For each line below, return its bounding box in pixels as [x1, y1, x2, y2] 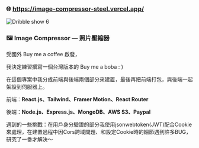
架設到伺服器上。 [6, 83, 48, 90]
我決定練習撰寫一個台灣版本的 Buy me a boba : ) [6, 63, 123, 70]
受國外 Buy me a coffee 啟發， [6, 50, 81, 57]
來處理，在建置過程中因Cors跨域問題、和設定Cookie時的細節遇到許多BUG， [6, 128, 191, 135]
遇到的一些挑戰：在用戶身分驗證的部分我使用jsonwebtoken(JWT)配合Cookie [6, 121, 192, 128]
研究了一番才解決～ [6, 136, 53, 143]
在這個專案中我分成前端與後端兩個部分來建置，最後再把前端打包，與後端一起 [6, 76, 193, 83]
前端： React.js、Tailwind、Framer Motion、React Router [6, 95, 149, 102]
